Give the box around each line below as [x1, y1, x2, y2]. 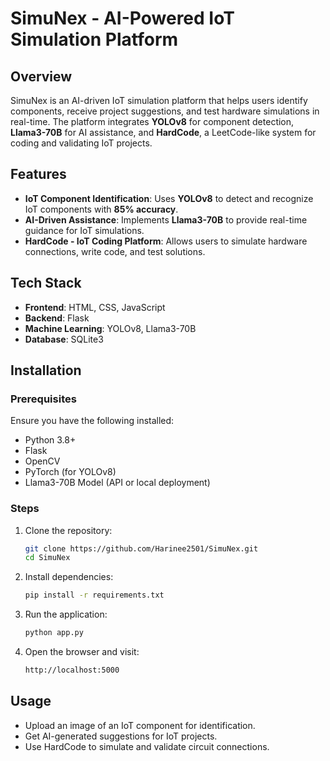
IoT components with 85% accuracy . [24, 203, 179, 215]
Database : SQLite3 [24, 333, 104, 345]
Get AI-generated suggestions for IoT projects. [24, 730, 218, 742]
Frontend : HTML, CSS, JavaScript [24, 301, 166, 313]
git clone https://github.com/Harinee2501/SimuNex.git [24, 543, 259, 554]
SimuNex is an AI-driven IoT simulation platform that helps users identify [10, 95, 308, 106]
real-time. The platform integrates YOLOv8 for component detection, [10, 116, 295, 127]
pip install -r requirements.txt [24, 590, 165, 601]
